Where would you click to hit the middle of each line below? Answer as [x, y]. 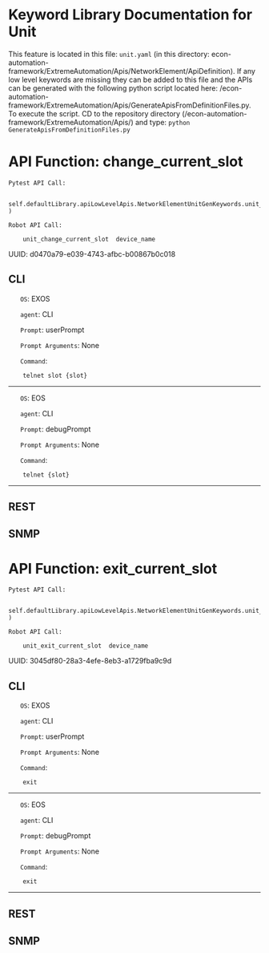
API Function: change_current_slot [126, 162]
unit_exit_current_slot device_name [86, 646]
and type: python [163, 122]
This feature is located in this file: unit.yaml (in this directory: [109, 54]
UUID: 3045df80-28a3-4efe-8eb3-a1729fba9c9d [90, 661]
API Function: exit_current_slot [113, 568]
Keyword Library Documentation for [130, 15]
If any [246, 71]
